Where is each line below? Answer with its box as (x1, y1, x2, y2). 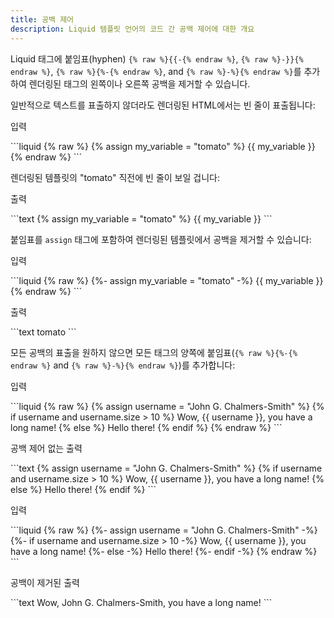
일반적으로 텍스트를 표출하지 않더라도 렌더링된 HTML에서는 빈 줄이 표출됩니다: (10, 99, 316, 111)
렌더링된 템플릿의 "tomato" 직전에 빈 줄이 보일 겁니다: (10, 171, 220, 183)
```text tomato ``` (10, 326, 77, 338)
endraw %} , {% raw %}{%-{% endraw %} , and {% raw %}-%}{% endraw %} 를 (10, 65, 302, 77)
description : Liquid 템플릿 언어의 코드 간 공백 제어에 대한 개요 (10, 24, 255, 34)
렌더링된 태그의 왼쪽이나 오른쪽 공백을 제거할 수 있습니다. (28, 77, 251, 90)
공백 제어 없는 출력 (10, 442, 83, 454)
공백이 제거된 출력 (10, 576, 80, 588)
